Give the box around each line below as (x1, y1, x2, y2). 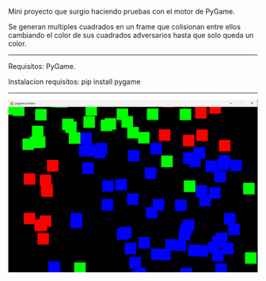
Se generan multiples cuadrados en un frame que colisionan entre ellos (8, 22, 241, 31)
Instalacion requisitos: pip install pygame (8, 77, 141, 86)
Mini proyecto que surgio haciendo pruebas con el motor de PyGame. (8, 7, 235, 16)
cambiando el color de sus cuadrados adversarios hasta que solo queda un (8, 31, 254, 40)
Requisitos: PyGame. (8, 62, 76, 70)
